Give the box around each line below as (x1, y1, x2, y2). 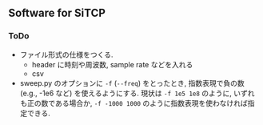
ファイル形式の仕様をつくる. (19, 50, 114, 59)
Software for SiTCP (8, 6, 106, 20)
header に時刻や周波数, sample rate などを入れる (31, 59, 193, 69)
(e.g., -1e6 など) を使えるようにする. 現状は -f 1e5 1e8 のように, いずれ (19, 88, 255, 98)
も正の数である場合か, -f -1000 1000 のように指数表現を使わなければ (19, 98, 248, 107)
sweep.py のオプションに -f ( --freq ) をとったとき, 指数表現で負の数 (19, 78, 245, 87)
